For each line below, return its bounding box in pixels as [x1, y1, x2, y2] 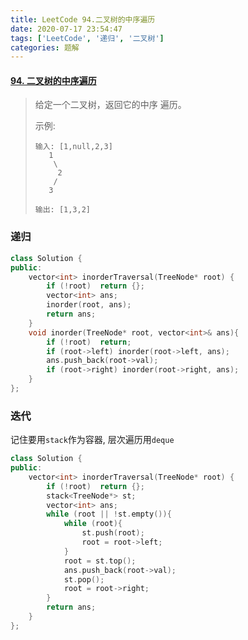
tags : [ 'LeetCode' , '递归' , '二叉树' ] [10, 33, 165, 43]
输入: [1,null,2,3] [34, 142, 113, 152]
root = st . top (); [63, 556, 137, 566]
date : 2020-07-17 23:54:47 [10, 24, 123, 34]
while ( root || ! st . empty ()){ [46, 509, 172, 520]
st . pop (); [63, 574, 105, 585]
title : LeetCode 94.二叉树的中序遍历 [10, 14, 156, 25]
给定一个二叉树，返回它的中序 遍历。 [34, 99, 187, 111]
